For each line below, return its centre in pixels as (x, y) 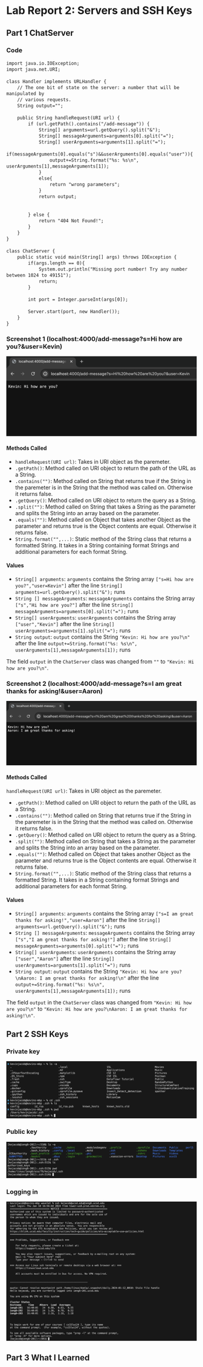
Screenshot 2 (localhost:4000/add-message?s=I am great (94, 683)
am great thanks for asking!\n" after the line (102, 978)
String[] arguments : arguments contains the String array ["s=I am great (104, 913)
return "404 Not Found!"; (71, 221)
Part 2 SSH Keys (37, 1034)
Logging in (22, 1191)
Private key (23, 1052)
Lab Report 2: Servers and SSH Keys (99, 11)
